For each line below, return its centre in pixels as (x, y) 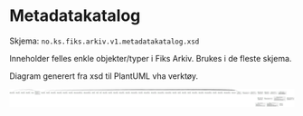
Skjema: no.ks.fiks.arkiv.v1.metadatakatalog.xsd (104, 41)
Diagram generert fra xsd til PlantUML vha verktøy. (104, 76)
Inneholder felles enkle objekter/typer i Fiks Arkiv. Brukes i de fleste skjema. (151, 58)
